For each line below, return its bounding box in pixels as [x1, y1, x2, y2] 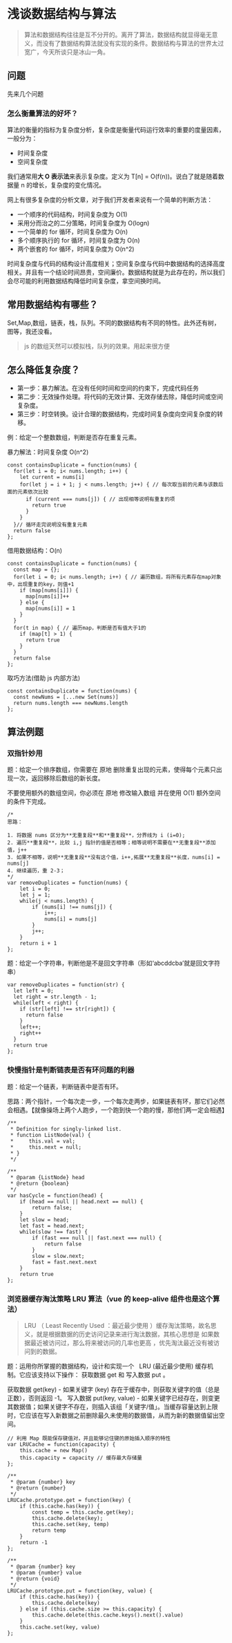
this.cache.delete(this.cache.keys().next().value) [32, 1611, 184, 1618]
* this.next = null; [10, 1143, 81, 1151]
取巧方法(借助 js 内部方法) [7, 673, 81, 682]
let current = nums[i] [19, 473, 85, 480]
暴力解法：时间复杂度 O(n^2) [7, 447, 89, 456]
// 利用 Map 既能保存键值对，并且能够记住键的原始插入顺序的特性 [7, 1435, 171, 1442]
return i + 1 [19, 940, 57, 947]
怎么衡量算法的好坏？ [7, 109, 78, 118]
